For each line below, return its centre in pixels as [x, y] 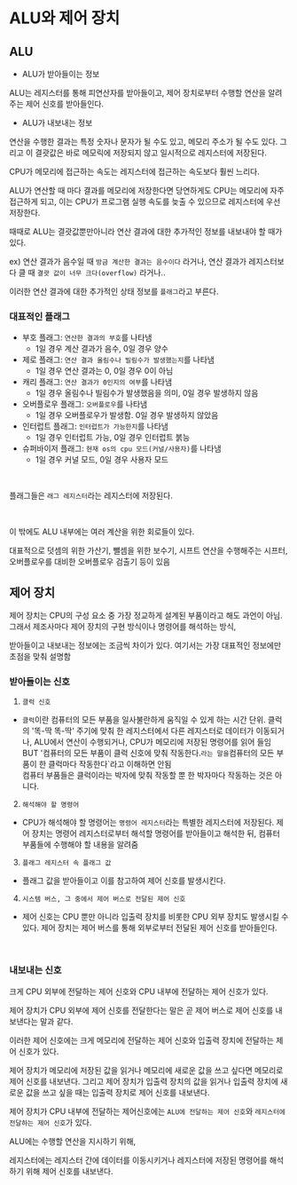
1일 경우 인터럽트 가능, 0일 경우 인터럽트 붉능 [113, 438]
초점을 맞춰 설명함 [40, 657]
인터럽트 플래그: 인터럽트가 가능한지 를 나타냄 [95, 426]
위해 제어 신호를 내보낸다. [69, 1171]
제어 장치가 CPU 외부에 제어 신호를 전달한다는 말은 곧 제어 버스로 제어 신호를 [141, 1010]
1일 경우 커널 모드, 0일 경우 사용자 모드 [102, 460]
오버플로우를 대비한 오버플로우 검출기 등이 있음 [90, 562]
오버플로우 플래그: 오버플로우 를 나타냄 [85, 404]
